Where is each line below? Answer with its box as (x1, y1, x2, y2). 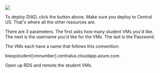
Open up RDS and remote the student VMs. (5, 62, 92, 68)
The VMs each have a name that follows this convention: (5, 44, 120, 49)
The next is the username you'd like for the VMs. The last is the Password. (5, 34, 156, 40)
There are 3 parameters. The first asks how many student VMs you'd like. (5, 29, 154, 34)
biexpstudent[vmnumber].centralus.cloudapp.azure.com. (5, 53, 121, 58)
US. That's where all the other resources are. (5, 19, 96, 25)
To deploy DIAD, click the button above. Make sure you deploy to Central (5, 14, 152, 20)
